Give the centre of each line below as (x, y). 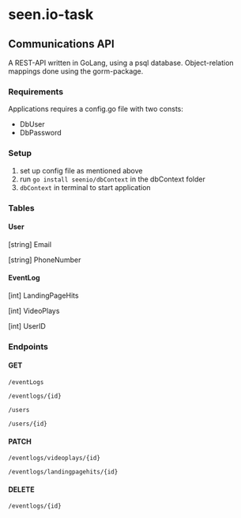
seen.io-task (51, 15)
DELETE (21, 489)
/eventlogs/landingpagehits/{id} (63, 472)
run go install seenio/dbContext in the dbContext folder (112, 179)
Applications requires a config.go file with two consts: (96, 109)
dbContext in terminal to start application (85, 187)
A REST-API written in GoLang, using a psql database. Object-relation (121, 63)
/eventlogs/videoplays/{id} (55, 458)
